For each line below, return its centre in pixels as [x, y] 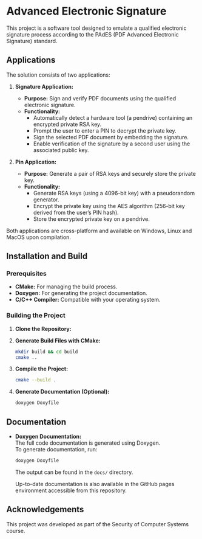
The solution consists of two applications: [58, 75]
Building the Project [36, 316]
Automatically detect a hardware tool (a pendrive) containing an [113, 117]
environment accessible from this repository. [71, 490]
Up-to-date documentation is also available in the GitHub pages [95, 484]
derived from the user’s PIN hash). [76, 212]
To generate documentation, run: [56, 450]
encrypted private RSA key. [67, 124]
